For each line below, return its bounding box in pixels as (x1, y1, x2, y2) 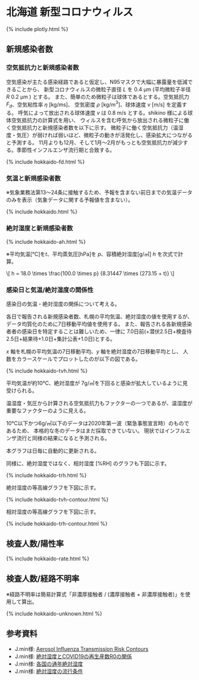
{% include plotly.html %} (6, 25, 69, 33)
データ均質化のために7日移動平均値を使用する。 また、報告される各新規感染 (6, 320, 192, 327)
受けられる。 (6, 387, 37, 394)
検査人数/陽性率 (6, 539, 64, 549)
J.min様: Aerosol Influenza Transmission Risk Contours (14, 645, 149, 653)
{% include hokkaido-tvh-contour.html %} (6, 496, 109, 503)
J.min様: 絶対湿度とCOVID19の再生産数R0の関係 (14, 653, 132, 660)
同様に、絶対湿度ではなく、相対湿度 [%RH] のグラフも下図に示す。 (6, 459, 170, 467)
